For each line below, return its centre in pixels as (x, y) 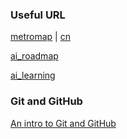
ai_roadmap (34, 56)
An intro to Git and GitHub (63, 123)
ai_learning (33, 75)
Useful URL (38, 15)
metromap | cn (40, 37)
